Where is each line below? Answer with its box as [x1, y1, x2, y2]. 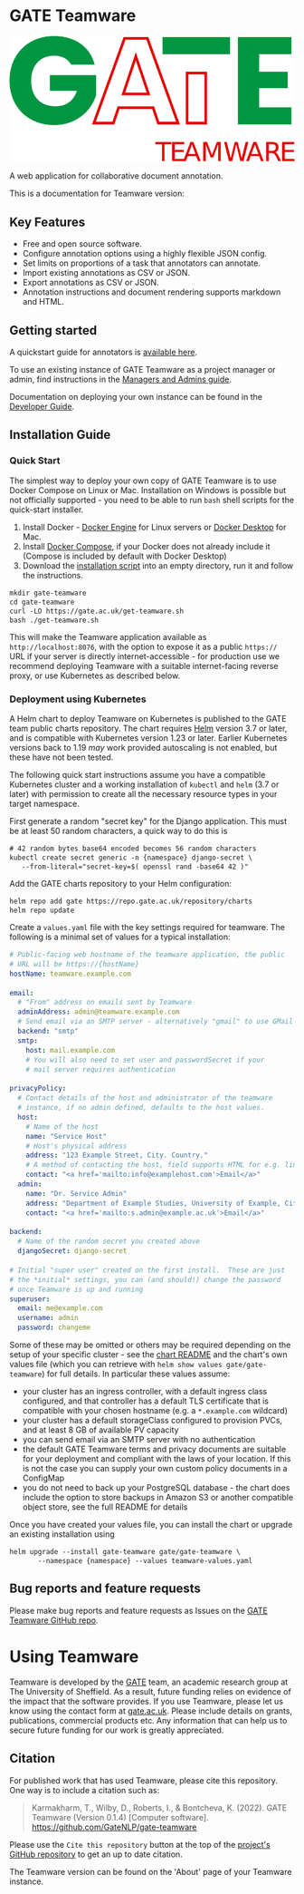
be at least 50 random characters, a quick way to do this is [9, 826, 228, 837]
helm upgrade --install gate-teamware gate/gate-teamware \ [9, 1548, 242, 1557]
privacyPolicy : [9, 1084, 67, 1093]
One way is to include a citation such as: [9, 1784, 160, 1795]
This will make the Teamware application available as [9, 631, 207, 642]
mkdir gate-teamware [9, 588, 88, 597]
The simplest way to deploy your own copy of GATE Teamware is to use [9, 475, 278, 486]
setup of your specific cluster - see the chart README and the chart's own [9, 1349, 288, 1360]
